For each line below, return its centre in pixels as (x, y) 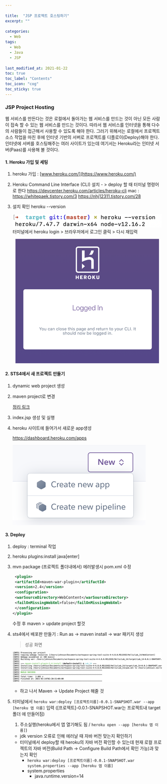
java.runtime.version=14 (59, 776)
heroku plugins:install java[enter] (46, 556)
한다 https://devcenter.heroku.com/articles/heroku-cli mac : (78, 191)
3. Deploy (15, 535)
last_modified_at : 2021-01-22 (37, 68)
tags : (11, 42)
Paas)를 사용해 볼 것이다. (35, 150)
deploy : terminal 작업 (34, 546)
